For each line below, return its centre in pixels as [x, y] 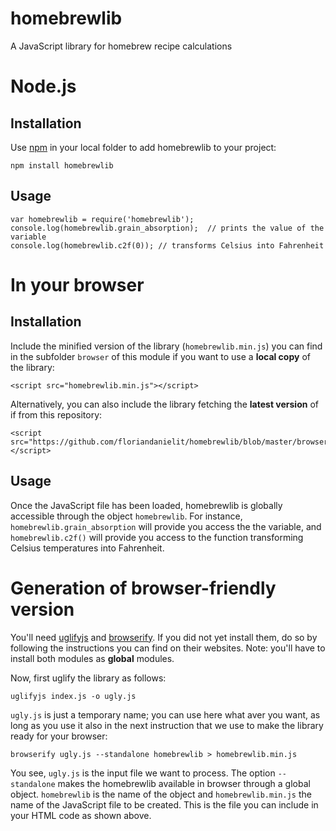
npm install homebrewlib [62, 165]
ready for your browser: [59, 736]
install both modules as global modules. [92, 658]
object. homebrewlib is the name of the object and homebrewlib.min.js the [161, 794]
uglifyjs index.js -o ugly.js [73, 696]
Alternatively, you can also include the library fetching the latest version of [164, 404]
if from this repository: [56, 414]
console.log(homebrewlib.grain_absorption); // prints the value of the [167, 228]
